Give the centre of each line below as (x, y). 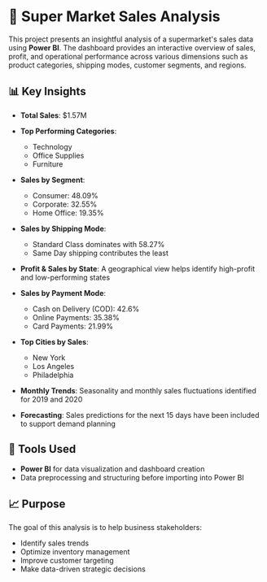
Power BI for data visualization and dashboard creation (112, 469)
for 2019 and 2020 (51, 399)
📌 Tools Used (42, 449)
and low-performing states (65, 277)
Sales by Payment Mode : (63, 293)
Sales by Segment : (53, 180)
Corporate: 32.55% (65, 204)
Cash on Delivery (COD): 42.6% (86, 309)
